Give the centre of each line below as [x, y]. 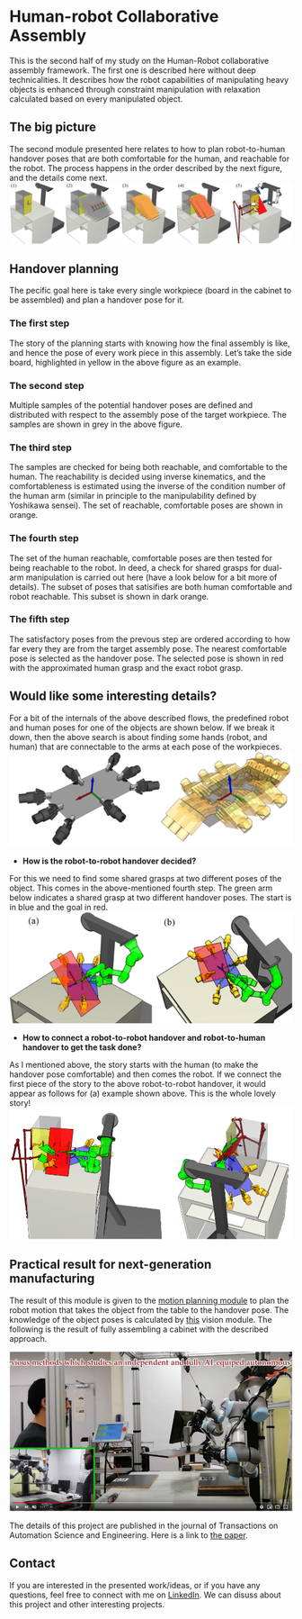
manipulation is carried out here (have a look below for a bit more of [151, 577]
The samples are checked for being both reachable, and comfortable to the [148, 467]
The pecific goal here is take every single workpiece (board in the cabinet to [151, 291]
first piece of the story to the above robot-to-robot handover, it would [138, 1084]
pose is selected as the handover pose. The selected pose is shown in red [147, 658]
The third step [40, 448]
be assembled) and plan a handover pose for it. [97, 300]
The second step [47, 385]
